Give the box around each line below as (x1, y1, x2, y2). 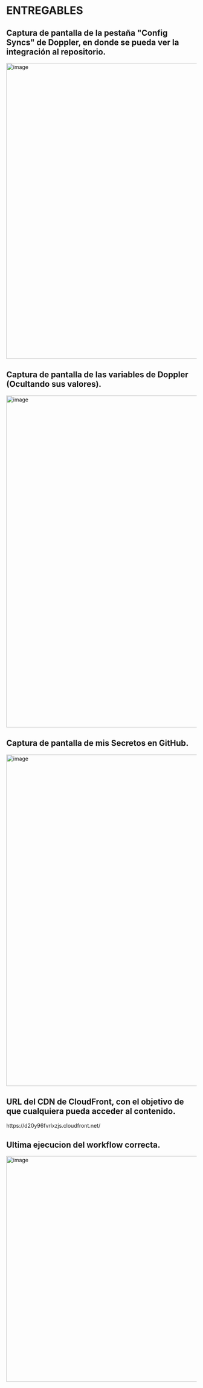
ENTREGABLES (6, 4, 83, 18)
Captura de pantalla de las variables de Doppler (6, 370, 188, 380)
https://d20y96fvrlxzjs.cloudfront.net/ (6, 1122, 101, 1130)
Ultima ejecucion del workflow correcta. (6, 1139, 161, 1150)
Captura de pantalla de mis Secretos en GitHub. (6, 738, 189, 748)
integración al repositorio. (6, 47, 106, 57)
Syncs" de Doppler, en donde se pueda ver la (6, 37, 179, 47)
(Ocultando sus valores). (6, 379, 101, 389)
